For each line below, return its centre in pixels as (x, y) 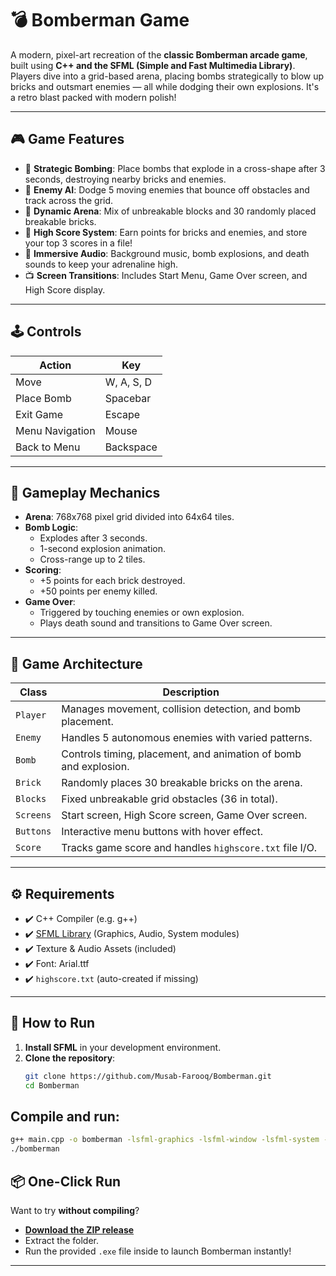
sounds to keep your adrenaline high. (101, 264)
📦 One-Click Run (66, 1181)
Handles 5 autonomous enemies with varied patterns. (187, 738)
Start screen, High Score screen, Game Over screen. (184, 815)
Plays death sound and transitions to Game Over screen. (156, 623)
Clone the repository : (70, 1058)
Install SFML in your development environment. (123, 1047)
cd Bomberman (52, 1085)
